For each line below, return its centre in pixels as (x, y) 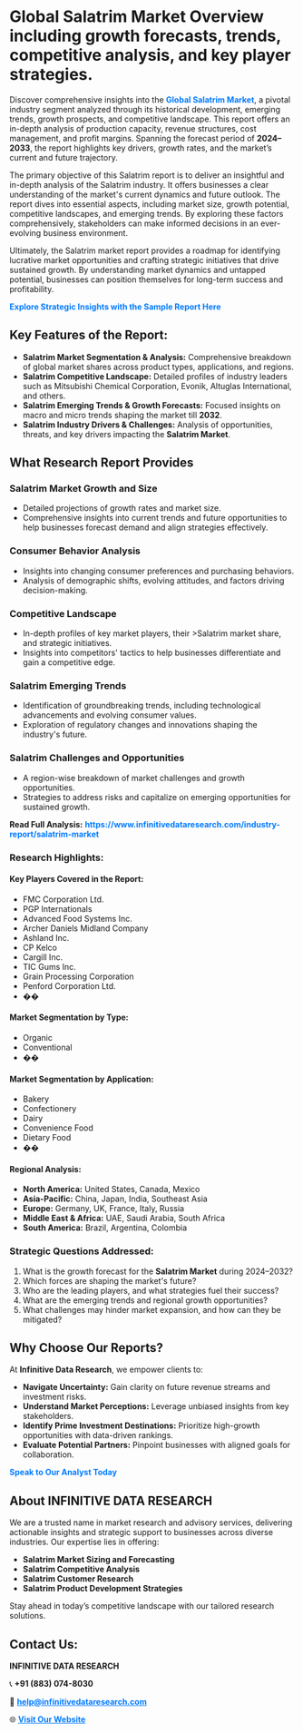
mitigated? (42, 1319)
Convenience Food (58, 1128)
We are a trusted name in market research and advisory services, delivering (151, 1522)
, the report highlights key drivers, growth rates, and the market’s (151, 148)
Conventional (47, 1047)
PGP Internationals (57, 908)
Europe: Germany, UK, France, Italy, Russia (103, 1209)
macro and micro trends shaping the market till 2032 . (122, 415)
